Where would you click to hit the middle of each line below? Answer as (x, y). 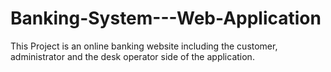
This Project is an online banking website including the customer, (144, 46)
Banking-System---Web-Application (166, 18)
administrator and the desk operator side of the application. (132, 56)
